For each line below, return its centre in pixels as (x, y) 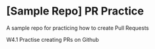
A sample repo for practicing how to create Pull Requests (77, 28)
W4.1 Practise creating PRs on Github (53, 39)
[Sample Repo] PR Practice (75, 11)
